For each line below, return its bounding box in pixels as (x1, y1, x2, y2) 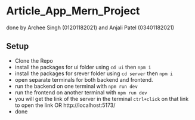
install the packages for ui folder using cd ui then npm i (14, 63, 151, 70)
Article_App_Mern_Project (6, 4, 140, 18)
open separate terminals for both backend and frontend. (14, 76, 153, 83)
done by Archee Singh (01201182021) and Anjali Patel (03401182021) (6, 24, 175, 31)
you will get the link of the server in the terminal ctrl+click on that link (14, 95, 189, 102)
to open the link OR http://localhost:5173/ (14, 101, 116, 109)
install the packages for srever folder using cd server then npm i (14, 70, 173, 77)
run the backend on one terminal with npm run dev (14, 82, 138, 90)
